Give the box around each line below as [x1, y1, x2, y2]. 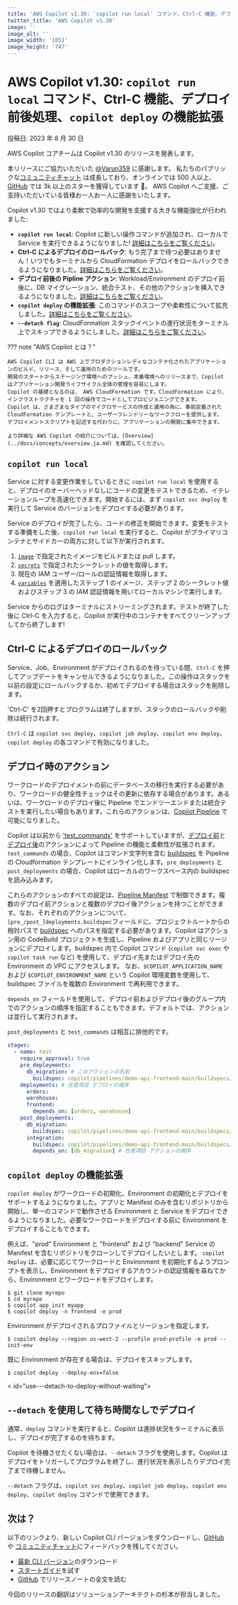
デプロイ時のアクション [7, 760, 110, 772]
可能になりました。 [7, 816, 64, 825]
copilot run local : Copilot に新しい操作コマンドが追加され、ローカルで [17, 229, 229, 238]
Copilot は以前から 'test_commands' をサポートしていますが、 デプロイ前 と [7, 831, 226, 840]
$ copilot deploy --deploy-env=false [7, 1369, 119, 1377]
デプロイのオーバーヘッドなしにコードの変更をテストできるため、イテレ [19, 486, 230, 495]
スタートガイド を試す [17, 1566, 80, 1574]
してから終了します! [7, 620, 65, 629]
